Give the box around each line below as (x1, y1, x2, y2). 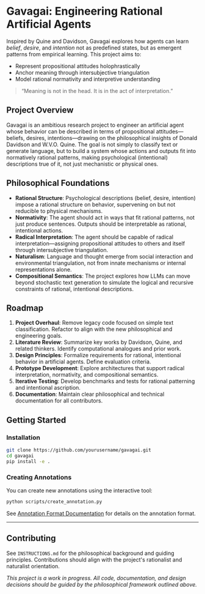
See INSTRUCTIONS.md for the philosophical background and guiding (6, 549, 175, 557)
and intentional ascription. (15, 384, 81, 392)
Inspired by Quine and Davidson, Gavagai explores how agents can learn (6, 37, 189, 45)
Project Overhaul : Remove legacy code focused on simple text (15, 319, 174, 327)
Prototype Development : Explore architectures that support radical (15, 365, 185, 372)
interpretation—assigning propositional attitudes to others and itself (15, 240, 185, 247)
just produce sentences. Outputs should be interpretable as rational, (15, 220, 187, 228)
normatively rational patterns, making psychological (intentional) (6, 154, 168, 161)
